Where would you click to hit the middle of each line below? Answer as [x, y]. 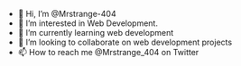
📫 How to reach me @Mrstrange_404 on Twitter [108, 52]
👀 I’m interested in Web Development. [88, 23]
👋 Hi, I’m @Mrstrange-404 [67, 14]
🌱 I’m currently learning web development [96, 33]
